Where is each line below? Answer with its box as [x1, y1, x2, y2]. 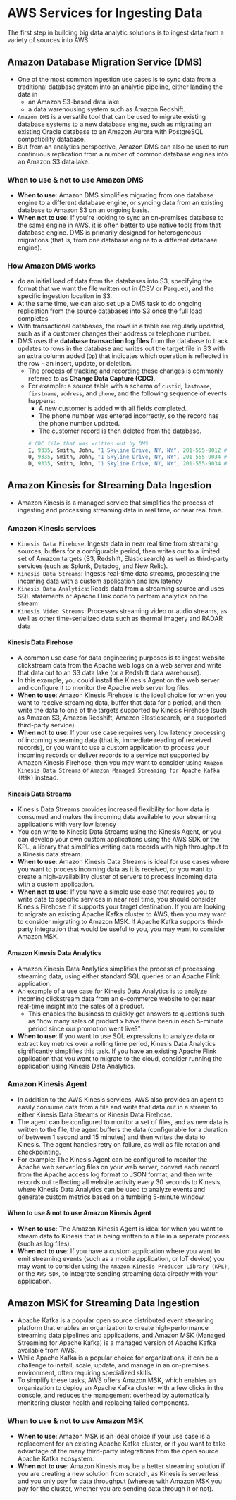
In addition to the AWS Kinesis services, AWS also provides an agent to [17, 1095, 224, 1104]
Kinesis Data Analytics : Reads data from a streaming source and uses [17, 584, 225, 593]
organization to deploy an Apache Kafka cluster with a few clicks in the [17, 1383, 224, 1391]
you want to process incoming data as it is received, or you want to [17, 865, 213, 873]
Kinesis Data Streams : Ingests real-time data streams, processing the [17, 569, 221, 577]
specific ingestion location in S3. [17, 292, 113, 300]
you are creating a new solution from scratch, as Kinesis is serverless [17, 1470, 220, 1478]
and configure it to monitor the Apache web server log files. [17, 684, 192, 692]
